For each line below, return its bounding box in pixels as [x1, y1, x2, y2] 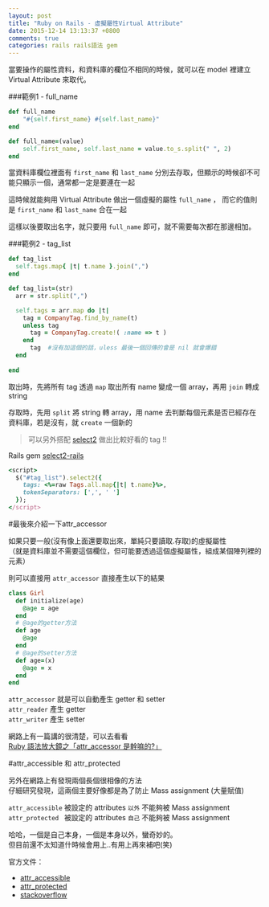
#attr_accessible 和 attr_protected [8, 758, 120, 768]
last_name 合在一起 [63, 205, 127, 214]
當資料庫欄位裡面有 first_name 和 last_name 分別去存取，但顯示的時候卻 [8, 168, 247, 178]
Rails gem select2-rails [8, 451, 84, 460]
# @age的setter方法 [15, 648, 77, 657]
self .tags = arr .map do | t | [15, 306, 110, 314]
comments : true [8, 34, 59, 43]
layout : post [8, 11, 52, 20]
